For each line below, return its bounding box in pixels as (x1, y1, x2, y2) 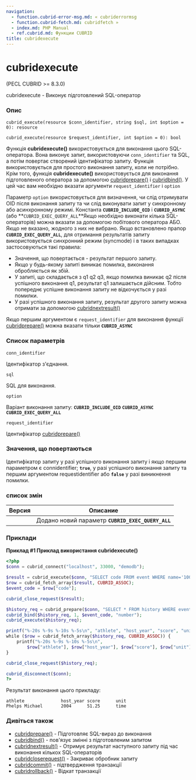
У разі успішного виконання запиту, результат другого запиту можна (14, 298, 187, 305)
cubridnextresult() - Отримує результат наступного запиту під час (14, 743, 178, 750)
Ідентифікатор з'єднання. (6, 360, 69, 367)
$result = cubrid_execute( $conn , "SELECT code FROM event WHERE (6, 575, 166, 580)
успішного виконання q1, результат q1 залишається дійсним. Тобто (14, 280, 182, 287)
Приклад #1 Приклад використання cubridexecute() (6, 547, 138, 554)
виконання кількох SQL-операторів (14, 748, 102, 755)
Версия (9, 507, 31, 515)
